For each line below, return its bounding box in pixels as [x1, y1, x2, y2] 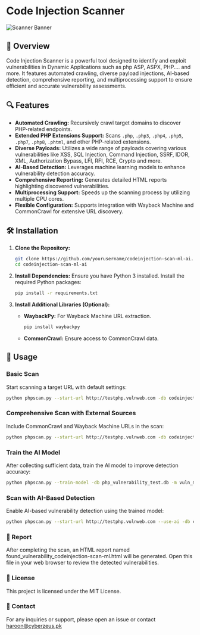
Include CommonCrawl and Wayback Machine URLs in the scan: [6, 422, 164, 429]
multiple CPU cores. [14, 195, 64, 202]
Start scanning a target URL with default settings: [6, 383, 127, 391]
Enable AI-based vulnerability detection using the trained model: [6, 508, 164, 515]
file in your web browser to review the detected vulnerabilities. [6, 559, 160, 566]
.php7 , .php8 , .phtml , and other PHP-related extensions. [14, 138, 151, 145]
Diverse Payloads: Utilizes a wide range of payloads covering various [14, 144, 186, 151]
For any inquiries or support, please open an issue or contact [6, 615, 156, 623]
